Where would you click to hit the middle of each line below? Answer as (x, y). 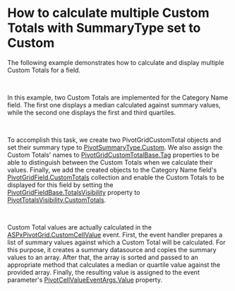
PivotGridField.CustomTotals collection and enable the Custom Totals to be (116, 177)
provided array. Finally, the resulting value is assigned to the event (103, 272)
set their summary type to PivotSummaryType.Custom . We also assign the (115, 147)
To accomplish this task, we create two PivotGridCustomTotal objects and (114, 140)
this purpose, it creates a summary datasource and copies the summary (112, 249)
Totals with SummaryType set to (104, 28)
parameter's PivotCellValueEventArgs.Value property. (85, 280)
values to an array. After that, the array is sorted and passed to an (103, 257)
